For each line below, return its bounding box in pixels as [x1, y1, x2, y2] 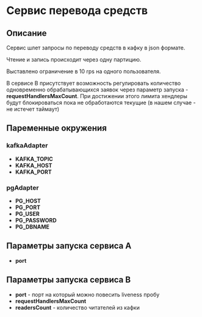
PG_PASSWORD [15, 216, 57, 224]
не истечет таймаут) [6, 105, 60, 113]
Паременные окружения [6, 123, 107, 134]
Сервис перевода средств [6, 4, 148, 18]
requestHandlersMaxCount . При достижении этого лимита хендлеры [6, 93, 188, 99]
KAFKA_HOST [15, 162, 52, 169]
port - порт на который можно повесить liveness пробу [15, 291, 160, 298]
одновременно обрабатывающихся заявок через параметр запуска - [6, 86, 189, 93]
